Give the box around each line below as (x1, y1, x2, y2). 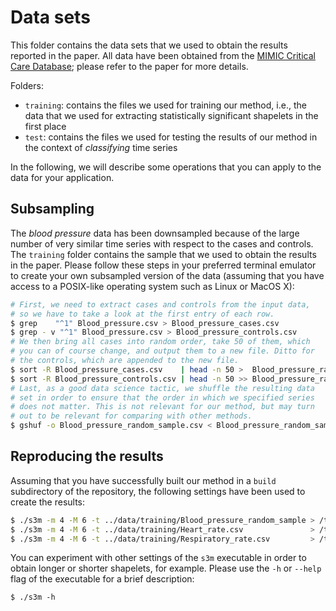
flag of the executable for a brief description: (10, 573, 195, 585)
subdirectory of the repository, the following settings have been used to (10, 485, 306, 497)
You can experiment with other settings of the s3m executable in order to (10, 552, 307, 564)
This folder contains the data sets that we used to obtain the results (10, 39, 288, 51)
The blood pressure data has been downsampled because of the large (10, 227, 300, 239)
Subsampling (10, 201, 95, 218)
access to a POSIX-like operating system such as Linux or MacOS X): (10, 280, 295, 292)
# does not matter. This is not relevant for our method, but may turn (10, 402, 315, 412)
